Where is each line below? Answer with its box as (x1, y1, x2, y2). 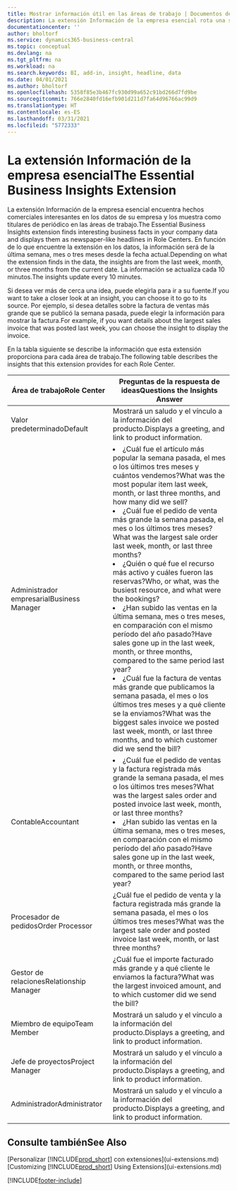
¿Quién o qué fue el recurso (122, 558, 215, 568)
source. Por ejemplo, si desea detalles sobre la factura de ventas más (7, 301, 209, 310)
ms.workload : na (7, 63, 55, 70)
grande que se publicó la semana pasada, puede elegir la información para (7, 309, 225, 317)
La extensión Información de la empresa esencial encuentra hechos (7, 205, 205, 214)
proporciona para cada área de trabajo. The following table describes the (7, 353, 218, 361)
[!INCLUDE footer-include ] (7, 1176, 83, 1185)
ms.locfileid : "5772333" (7, 121, 80, 129)
